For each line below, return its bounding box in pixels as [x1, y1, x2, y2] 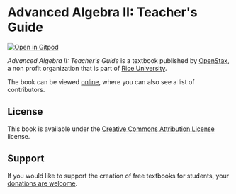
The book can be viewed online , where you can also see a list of [7, 77, 195, 86]
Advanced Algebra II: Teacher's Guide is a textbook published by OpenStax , [7, 56, 230, 64]
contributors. [7, 85, 45, 93]
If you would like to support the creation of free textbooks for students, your [7, 171, 229, 180]
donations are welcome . [7, 178, 78, 188]
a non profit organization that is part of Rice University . [7, 64, 168, 72]
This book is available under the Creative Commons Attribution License [7, 125, 215, 133]
